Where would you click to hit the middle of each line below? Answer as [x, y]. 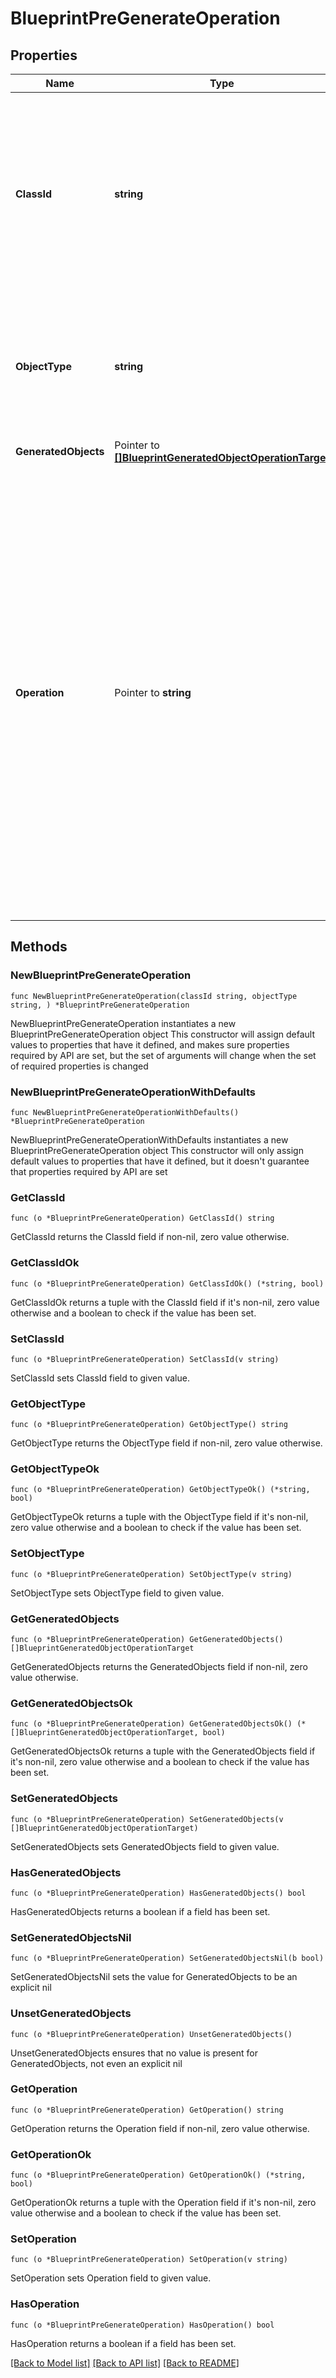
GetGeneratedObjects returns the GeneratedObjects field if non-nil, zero [159, 1667]
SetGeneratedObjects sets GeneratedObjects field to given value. [145, 1846]
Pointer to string [153, 692]
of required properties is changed [79, 1066]
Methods [39, 947]
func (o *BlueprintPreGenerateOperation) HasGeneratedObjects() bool [158, 1893]
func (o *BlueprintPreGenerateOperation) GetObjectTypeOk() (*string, [160, 1490]
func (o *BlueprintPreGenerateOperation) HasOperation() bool [142, 2325]
